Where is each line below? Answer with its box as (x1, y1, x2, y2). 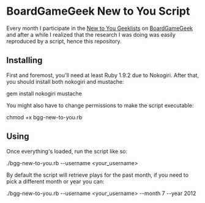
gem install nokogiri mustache (6, 90, 83, 97)
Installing (6, 55, 43, 65)
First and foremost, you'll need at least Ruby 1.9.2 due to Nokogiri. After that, (6, 72, 199, 79)
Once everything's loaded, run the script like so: (6, 147, 128, 155)
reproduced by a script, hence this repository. (6, 37, 122, 45)
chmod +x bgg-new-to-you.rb (6, 113, 83, 120)
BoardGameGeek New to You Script (6, 4, 190, 18)
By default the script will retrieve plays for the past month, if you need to (6, 171, 188, 179)
